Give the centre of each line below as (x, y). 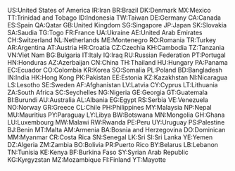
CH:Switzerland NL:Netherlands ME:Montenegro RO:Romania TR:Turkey (112, 40)
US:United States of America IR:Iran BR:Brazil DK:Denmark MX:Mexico (109, 10)
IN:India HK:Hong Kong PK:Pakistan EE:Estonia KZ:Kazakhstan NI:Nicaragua (118, 77)
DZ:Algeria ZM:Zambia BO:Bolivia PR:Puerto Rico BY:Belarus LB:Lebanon (113, 145)
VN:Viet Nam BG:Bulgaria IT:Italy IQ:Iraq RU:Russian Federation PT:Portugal (117, 55)
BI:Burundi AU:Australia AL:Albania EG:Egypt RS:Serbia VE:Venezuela (108, 100)
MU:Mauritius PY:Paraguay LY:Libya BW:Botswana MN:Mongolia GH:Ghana (116, 115)
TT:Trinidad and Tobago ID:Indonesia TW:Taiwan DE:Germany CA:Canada (114, 18)
